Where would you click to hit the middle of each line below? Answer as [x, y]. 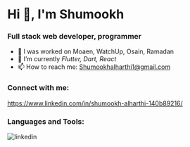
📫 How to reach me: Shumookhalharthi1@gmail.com [94, 67]
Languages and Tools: [46, 121]
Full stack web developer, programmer [75, 37]
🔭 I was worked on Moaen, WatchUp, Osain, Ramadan [96, 51]
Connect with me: [38, 88]
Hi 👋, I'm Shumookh [66, 14]
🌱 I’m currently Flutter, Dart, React [67, 59]
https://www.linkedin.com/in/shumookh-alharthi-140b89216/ [95, 103]
